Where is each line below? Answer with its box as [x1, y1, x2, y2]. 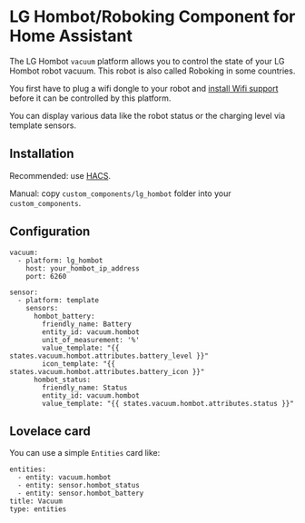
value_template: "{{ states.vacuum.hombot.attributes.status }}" [42, 399, 295, 408]
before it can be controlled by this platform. [9, 93, 172, 104]
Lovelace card [9, 423, 91, 439]
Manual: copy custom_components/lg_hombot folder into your [9, 188, 231, 199]
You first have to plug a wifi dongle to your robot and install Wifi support [9, 83, 279, 94]
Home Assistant [9, 25, 133, 46]
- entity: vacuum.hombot [17, 473, 112, 482]
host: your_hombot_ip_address [25, 263, 141, 273]
